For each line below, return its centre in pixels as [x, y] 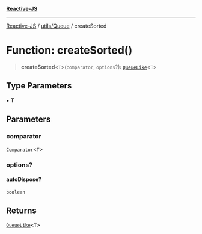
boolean [16, 192]
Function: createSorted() [69, 50]
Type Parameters [39, 86]
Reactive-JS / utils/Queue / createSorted [57, 26]
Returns [22, 210]
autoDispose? [24, 179]
